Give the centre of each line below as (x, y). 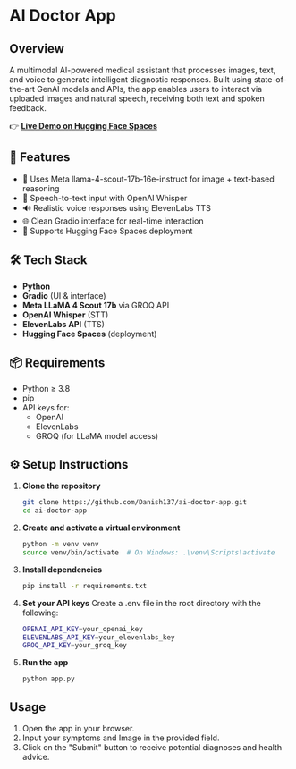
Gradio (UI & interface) (64, 295)
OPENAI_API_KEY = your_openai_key (82, 629)
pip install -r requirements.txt (85, 586)
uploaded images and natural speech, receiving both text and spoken (137, 98)
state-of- (271, 80)
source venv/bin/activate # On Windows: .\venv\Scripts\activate (148, 552)
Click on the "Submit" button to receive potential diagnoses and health (152, 747)
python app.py (48, 679)
